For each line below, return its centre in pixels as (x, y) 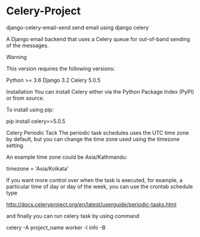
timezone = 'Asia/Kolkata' (38, 168)
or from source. (25, 98)
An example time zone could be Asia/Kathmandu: (67, 157)
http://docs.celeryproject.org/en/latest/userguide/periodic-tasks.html (91, 204)
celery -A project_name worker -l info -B (56, 227)
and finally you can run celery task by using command (73, 216)
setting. (16, 145)
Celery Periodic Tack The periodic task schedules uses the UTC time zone (98, 133)
